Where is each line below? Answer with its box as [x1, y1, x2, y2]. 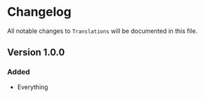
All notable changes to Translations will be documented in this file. [7, 27, 198, 35]
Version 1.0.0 [7, 47, 65, 58]
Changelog [7, 4, 72, 20]
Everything [17, 83, 48, 91]
